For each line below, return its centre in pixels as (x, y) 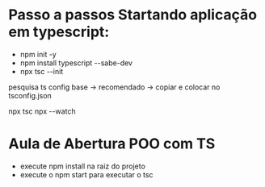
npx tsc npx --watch (42, 111)
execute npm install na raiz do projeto (82, 166)
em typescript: (59, 32)
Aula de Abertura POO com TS (112, 144)
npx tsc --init (42, 71)
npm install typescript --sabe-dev (76, 63)
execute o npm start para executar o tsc (86, 174)
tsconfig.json (30, 95)
